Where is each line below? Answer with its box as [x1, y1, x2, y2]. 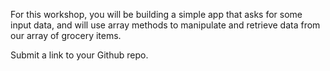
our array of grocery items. [10, 30, 122, 41]
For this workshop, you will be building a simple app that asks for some [10, 9, 303, 20]
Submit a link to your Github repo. [10, 49, 149, 61]
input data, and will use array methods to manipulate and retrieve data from [10, 19, 321, 31]
